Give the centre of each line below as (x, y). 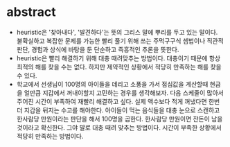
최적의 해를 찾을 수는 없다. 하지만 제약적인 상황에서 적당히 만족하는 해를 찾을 (119, 67)
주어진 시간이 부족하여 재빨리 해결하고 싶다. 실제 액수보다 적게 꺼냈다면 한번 (118, 101)
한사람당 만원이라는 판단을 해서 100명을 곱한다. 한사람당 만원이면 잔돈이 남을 (120, 119)
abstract (31, 12)
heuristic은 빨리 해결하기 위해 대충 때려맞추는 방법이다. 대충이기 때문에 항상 (118, 58)
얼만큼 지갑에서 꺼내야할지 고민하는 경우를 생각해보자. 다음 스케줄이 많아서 (124, 93)
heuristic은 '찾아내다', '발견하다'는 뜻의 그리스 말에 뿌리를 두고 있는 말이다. (117, 32)
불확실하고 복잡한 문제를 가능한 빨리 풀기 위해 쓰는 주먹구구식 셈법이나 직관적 (120, 41)
